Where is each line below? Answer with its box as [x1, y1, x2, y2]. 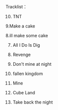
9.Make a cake [5, 23, 35, 29]
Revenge [12, 52, 31, 57]
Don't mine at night [12, 61, 52, 67]
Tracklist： [5, 4, 28, 9]
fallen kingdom [12, 71, 43, 77]
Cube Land [12, 90, 35, 95]
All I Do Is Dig [12, 42, 40, 48]
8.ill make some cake [5, 33, 48, 38]
